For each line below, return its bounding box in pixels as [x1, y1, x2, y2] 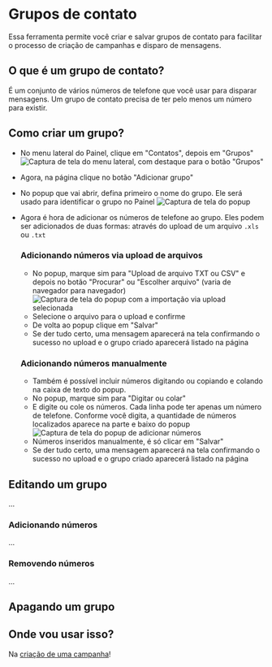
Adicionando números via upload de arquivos [19, 249, 203, 261]
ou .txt [19, 229, 46, 240]
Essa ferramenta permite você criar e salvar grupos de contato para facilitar [8, 32, 262, 41]
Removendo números [8, 558, 95, 570]
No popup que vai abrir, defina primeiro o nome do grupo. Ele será [19, 188, 243, 197]
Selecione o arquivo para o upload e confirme [32, 311, 186, 321]
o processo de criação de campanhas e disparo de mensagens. [8, 40, 222, 50]
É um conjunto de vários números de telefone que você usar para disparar [8, 85, 257, 95]
